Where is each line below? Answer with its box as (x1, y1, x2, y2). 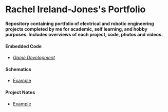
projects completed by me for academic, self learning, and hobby (5, 26, 147, 32)
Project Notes (5, 89, 35, 95)
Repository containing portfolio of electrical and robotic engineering (5, 20, 154, 27)
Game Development (12, 55, 55, 61)
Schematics (5, 66, 32, 72)
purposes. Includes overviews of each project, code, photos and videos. (5, 31, 163, 37)
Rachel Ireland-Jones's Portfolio (5, 4, 146, 15)
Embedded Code (5, 43, 42, 49)
